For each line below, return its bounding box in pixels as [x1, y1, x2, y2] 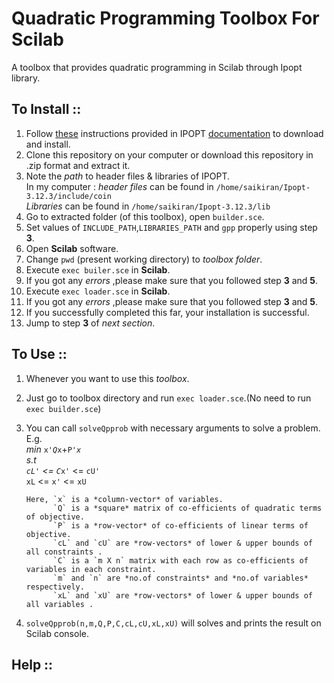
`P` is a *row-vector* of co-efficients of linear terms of [52, 520, 309, 531]
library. [11, 72, 41, 84]
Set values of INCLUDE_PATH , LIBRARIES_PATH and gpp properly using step [25, 221, 318, 233]
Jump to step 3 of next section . [25, 317, 156, 329]
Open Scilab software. [25, 242, 119, 254]
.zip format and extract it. [25, 159, 131, 171]
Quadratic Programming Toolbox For [11, 7, 320, 30]
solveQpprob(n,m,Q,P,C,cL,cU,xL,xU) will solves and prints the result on [25, 617, 322, 629]
